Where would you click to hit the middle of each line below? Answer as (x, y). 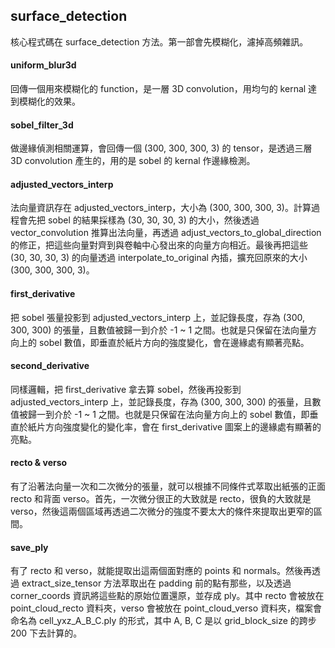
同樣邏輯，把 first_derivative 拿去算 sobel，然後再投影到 (126, 389)
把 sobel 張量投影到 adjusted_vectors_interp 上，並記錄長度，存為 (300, (158, 317)
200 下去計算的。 (46, 633)
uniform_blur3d (43, 65)
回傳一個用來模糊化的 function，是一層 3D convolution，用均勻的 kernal (158, 89)
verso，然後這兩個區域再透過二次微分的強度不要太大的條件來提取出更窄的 (162, 511)
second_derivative (50, 366)
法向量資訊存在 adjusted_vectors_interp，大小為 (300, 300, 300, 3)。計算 (161, 208)
